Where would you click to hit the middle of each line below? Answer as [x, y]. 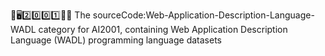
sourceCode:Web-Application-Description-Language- [203, 15]
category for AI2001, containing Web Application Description [163, 29]
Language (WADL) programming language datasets [116, 40]
